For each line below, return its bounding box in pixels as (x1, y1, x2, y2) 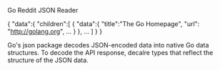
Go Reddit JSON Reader (7, 6, 79, 14)
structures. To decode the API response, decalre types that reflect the (7, 49, 214, 57)
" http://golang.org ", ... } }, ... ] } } (7, 28, 102, 35)
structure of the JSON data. (7, 56, 89, 64)
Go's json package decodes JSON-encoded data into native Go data (7, 41, 209, 49)
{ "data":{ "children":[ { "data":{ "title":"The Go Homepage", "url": (7, 20, 200, 28)
